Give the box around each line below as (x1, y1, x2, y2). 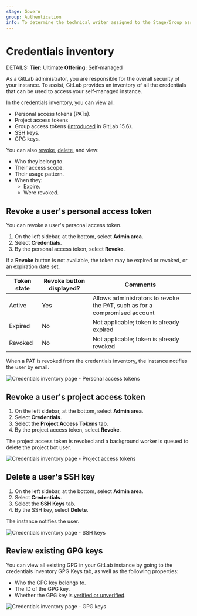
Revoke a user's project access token (6, 392, 145, 402)
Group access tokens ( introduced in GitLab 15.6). (14, 123, 133, 130)
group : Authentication (6, 14, 62, 20)
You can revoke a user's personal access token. (6, 222, 122, 229)
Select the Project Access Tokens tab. (14, 420, 108, 427)
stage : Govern (6, 8, 41, 15)
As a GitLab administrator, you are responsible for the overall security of (6, 76, 180, 83)
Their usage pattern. (14, 170, 64, 177)
